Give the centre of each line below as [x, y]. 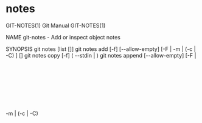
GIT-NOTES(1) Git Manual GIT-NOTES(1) [56, 25]
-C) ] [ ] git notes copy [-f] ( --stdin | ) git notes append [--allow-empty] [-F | [101, 55]
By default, [29, 110]
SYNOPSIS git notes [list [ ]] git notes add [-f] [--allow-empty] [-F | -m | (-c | [101, 49]
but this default [28, 116]
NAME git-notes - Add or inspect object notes [63, 37]
